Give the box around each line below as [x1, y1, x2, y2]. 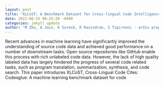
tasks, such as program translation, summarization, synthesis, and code [5, 64, 150, 70]
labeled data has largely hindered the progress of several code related [5, 59, 146, 65]
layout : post [5, 7, 32, 12]
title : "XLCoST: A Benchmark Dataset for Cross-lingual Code [5, 12, 132, 17]
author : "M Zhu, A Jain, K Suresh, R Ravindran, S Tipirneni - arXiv [5, 25, 150, 30]
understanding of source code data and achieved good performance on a [5, 44, 153, 50]
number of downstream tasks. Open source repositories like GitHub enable [5, 49, 156, 55]
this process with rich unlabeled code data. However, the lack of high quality [5, 54, 159, 60]
